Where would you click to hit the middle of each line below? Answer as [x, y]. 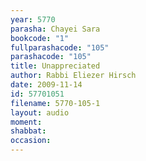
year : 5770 [33, 19]
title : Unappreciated [55, 66]
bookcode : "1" [40, 38]
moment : [26, 122]
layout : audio [40, 112]
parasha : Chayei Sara [55, 29]
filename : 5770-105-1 [55, 103]
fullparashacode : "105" [60, 47]
